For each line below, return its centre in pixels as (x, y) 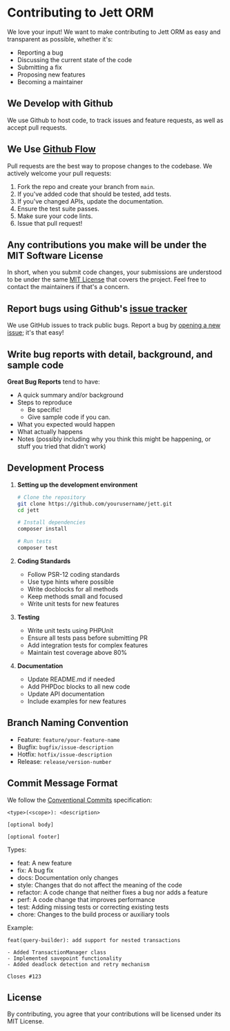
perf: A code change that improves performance (86, 899)
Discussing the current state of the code (75, 59)
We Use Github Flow (51, 149)
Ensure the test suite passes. (58, 208)
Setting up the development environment (77, 484)
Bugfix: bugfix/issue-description (65, 747)
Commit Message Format (63, 784)
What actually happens (50, 432)
